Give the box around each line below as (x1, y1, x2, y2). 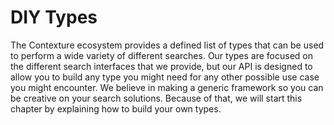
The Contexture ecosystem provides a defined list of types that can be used (10, 39, 325, 51)
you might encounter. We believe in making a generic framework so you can (10, 81, 324, 93)
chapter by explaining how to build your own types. (10, 102, 222, 115)
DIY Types (10, 6, 98, 29)
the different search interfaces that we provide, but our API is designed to (10, 60, 313, 72)
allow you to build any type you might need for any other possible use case (10, 71, 320, 83)
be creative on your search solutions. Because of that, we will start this (10, 92, 303, 104)
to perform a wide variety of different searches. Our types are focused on (10, 49, 314, 61)
